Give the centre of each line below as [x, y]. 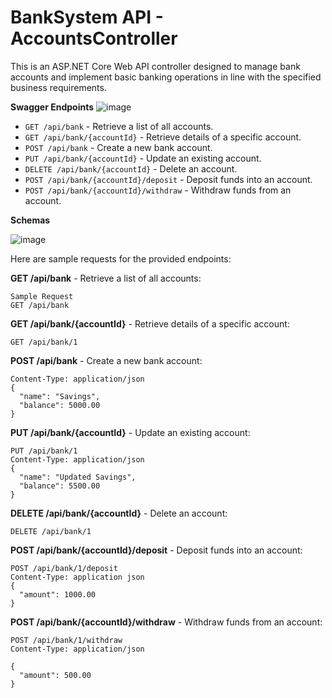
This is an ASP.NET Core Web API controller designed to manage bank [155, 66]
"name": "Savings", [60, 396]
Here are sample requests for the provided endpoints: [121, 258]
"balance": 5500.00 [60, 486]
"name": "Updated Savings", [78, 477]
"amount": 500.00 [55, 675]
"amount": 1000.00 [58, 594]
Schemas [30, 220]
